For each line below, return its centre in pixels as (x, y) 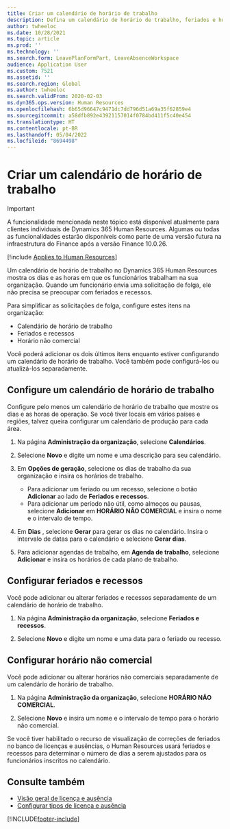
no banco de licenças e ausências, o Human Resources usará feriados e (109, 746)
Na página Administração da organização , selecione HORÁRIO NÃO (114, 697)
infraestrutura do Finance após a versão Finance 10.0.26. (87, 244)
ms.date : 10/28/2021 (37, 33)
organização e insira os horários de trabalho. (80, 476)
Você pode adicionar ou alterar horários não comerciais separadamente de (113, 677)
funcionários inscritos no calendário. (59, 760)
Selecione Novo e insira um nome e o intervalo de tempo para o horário (118, 718)
